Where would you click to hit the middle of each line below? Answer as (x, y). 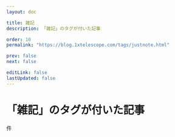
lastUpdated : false (31, 78)
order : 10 (19, 39)
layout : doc (21, 12)
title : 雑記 (20, 23)
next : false (21, 62)
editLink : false (27, 73)
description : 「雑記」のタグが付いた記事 (53, 28)
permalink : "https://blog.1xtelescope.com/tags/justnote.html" (88, 45)
